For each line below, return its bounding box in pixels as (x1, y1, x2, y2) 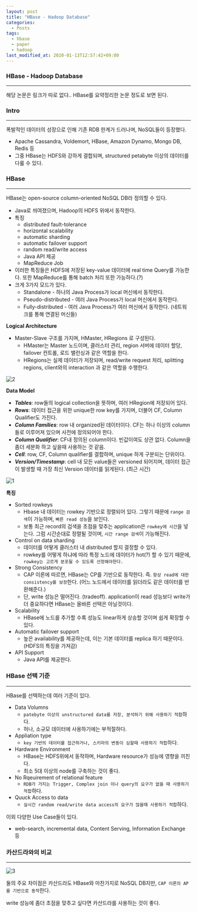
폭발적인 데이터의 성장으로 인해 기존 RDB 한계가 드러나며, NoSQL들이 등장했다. (6, 126, 186, 133)
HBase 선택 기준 (6, 672, 50, 680)
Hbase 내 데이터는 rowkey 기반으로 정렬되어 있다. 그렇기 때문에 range (23, 508, 184, 515)
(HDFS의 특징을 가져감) (23, 642, 77, 649)
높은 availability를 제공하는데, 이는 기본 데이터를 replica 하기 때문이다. (23, 635, 184, 642)
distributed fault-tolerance (23, 221, 87, 228)
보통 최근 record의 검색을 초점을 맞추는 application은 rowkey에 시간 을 (23, 522, 182, 530)
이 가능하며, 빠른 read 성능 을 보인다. (27, 515, 110, 522)
